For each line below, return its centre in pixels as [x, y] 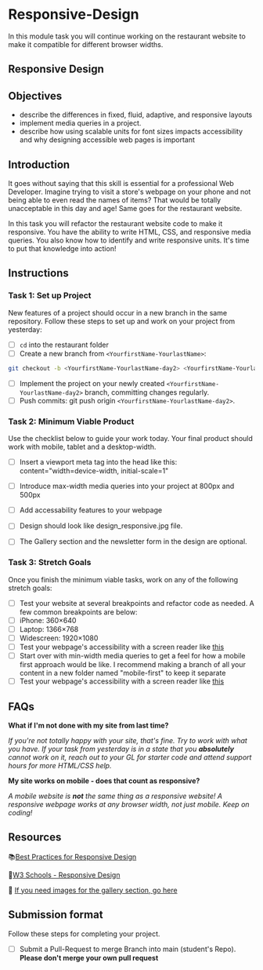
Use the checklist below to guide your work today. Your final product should [130, 439]
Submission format [56, 915]
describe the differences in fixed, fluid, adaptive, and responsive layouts [136, 115]
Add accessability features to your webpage [91, 510]
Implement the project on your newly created [92, 383]
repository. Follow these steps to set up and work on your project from [122, 321]
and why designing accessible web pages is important [107, 140]
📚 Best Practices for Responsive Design [72, 856]
